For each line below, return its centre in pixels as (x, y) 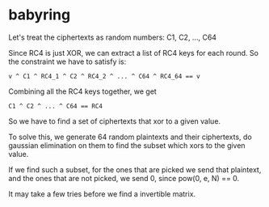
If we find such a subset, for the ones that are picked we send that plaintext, (135, 169)
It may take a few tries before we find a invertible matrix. (102, 194)
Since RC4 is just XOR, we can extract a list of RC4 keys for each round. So (133, 53)
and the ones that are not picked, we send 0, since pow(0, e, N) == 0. (124, 178)
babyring (40, 15)
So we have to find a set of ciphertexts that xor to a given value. (114, 121)
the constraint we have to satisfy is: (67, 61)
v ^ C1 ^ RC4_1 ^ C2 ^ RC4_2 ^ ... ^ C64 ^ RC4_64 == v (104, 76)
